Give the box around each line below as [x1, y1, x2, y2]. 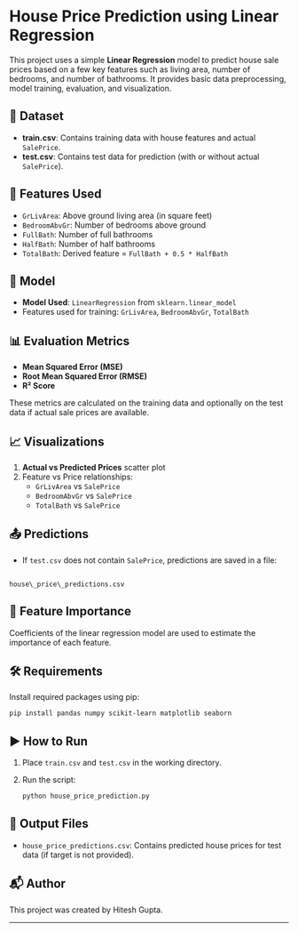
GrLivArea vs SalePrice [35, 481, 121, 491]
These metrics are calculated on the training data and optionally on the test [9, 398, 284, 408]
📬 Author [9, 876, 67, 891]
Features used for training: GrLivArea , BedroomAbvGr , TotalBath [21, 307, 250, 317]
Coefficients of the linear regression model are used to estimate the [9, 627, 256, 638]
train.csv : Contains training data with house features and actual [21, 132, 256, 143]
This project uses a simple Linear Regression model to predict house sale [9, 54, 279, 65]
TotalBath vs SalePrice [35, 500, 121, 510]
